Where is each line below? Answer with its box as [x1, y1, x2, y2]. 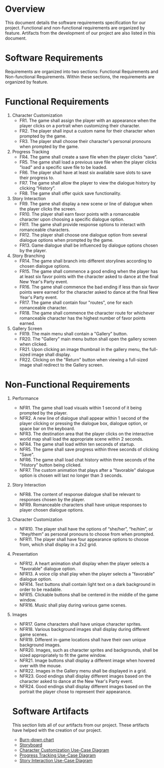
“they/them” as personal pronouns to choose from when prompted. [19, 531, 155, 537]
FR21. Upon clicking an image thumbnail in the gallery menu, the [19, 346, 149, 352]
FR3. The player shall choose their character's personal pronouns [19, 138, 151, 144]
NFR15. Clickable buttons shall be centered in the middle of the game [19, 591, 159, 598]
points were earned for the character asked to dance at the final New [19, 289, 159, 295]
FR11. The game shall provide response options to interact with [19, 221, 145, 227]
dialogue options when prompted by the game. [19, 237, 114, 243]
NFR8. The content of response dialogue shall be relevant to [19, 491, 141, 497]
